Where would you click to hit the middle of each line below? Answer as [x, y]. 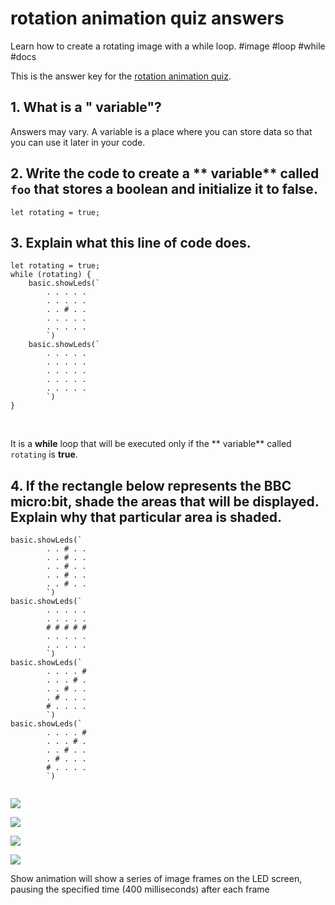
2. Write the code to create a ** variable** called [165, 173]
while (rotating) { [51, 275]
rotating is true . [44, 454]
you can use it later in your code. [78, 142]
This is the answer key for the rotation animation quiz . [121, 76]
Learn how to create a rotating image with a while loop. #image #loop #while [168, 46]
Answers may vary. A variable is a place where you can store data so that [161, 131]
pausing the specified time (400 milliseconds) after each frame [140, 889]
